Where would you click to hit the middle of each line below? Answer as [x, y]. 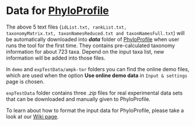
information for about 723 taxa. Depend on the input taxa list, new [85, 51]
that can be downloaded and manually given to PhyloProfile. [78, 99]
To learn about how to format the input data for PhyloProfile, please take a [95, 110]
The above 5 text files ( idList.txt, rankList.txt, [67, 27]
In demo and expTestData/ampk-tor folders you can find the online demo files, [98, 69]
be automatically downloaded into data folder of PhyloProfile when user [93, 39]
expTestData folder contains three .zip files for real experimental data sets [94, 93]
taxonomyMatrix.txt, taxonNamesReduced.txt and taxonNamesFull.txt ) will [95, 33]
